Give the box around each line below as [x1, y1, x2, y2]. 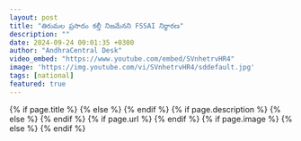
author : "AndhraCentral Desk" [9, 46, 123, 55]
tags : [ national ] [9, 71, 75, 80]
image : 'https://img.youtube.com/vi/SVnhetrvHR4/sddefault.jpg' [9, 63, 255, 72]
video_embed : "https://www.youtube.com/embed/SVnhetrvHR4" [9, 54, 235, 63]
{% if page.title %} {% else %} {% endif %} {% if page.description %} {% [9, 104, 281, 114]
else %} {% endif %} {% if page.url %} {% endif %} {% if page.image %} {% [9, 113, 293, 124]
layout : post [9, 12, 58, 22]
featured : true [9, 79, 66, 88]
